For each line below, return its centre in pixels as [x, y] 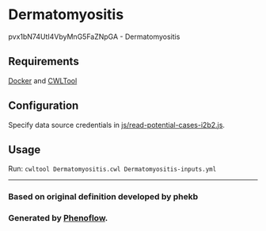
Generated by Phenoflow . [58, 218]
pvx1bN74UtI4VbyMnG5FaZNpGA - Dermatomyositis [94, 37]
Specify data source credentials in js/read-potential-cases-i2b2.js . [117, 125]
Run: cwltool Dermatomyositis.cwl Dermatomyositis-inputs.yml [112, 169]
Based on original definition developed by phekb [103, 197]
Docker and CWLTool [43, 80]
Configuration [44, 106]
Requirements [44, 62]
